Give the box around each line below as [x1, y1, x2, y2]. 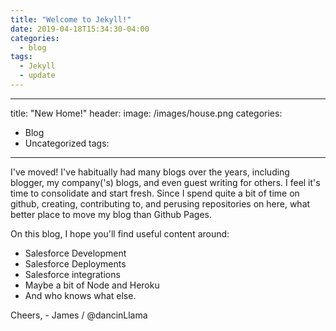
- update [19, 71, 56, 81]
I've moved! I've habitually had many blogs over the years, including [10, 166, 290, 178]
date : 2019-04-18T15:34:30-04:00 [10, 24, 150, 34]
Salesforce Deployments [24, 257, 127, 270]
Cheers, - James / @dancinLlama [10, 309, 148, 321]
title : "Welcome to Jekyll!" [10, 14, 132, 25]
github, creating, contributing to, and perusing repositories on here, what [10, 197, 311, 210]
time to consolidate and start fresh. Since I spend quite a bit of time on [10, 187, 300, 199]
